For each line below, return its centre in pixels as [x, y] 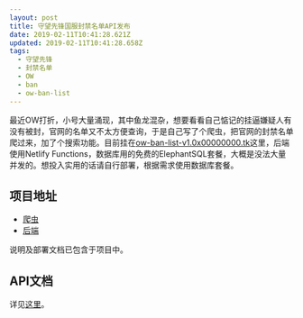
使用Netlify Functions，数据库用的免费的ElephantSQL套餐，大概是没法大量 [148, 153]
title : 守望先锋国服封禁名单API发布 [70, 26]
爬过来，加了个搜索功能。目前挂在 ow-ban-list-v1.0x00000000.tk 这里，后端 [150, 142]
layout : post [34, 18]
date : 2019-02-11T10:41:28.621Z [70, 34]
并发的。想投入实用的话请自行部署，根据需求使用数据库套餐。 [124, 165]
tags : [19, 51]
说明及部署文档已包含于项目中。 [69, 250]
